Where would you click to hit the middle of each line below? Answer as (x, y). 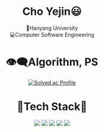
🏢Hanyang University (52, 28)
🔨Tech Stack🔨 (52, 107)
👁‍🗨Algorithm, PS (52, 62)
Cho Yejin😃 (52, 12)
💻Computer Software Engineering (52, 34)
